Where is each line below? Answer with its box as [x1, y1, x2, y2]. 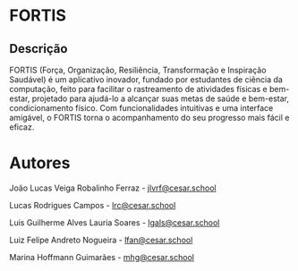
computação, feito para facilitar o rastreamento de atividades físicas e [9, 84, 268, 94]
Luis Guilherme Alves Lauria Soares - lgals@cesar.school [9, 216, 220, 228]
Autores [9, 153, 71, 174]
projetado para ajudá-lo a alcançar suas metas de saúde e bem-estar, [31, 93, 289, 104]
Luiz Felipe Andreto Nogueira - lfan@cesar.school [9, 234, 193, 245]
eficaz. [9, 122, 35, 132]
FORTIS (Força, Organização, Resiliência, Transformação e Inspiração [9, 64, 267, 75]
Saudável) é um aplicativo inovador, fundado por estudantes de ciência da [9, 74, 284, 85]
